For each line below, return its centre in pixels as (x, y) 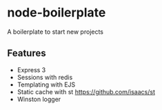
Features (27, 53)
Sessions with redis (45, 77)
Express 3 (31, 69)
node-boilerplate (57, 13)
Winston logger (39, 99)
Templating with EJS (46, 85)
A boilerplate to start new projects (55, 32)
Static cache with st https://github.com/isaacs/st (86, 91)
